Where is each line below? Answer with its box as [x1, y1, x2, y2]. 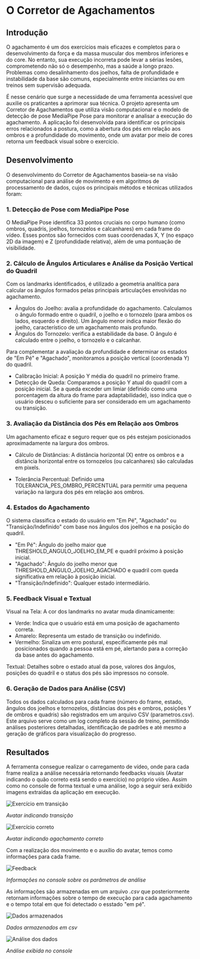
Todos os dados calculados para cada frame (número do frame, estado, [6, 698, 183, 705]
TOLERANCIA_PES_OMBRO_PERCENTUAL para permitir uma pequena [14, 482, 188, 489]
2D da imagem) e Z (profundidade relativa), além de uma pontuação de [6, 238, 181, 245]
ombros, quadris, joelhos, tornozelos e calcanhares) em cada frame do [6, 226, 181, 233]
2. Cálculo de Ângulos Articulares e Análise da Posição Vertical [6, 259, 193, 267]
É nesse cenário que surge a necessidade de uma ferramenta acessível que [6, 94, 193, 100]
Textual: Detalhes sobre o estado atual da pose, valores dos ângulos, [6, 663, 176, 671]
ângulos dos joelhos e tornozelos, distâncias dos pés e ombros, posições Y [6, 704, 192, 711]
